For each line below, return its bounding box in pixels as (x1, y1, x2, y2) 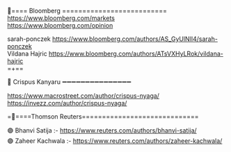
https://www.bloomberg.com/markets (7, 14, 115, 22)
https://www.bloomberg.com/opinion (7, 22, 113, 29)
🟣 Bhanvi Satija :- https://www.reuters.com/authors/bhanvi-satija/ (7, 126, 197, 135)
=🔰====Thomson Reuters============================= (7, 112, 199, 121)
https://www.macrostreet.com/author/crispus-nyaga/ (7, 92, 160, 100)
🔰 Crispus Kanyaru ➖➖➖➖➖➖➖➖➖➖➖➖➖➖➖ (7, 78, 132, 86)
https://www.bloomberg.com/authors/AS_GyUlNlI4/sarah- (51, 35, 218, 43)
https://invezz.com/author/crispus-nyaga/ (7, 99, 127, 107)
